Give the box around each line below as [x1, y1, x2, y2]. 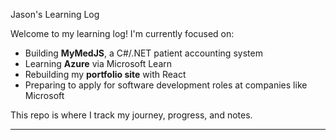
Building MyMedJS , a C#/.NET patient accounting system [24, 47, 263, 59]
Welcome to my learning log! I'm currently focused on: [10, 28, 235, 39]
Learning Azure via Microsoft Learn [24, 58, 173, 69]
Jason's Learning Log [10, 9, 100, 20]
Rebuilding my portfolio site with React [24, 69, 187, 80]
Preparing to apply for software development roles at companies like [24, 79, 308, 91]
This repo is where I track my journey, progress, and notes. [10, 109, 253, 121]
